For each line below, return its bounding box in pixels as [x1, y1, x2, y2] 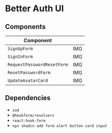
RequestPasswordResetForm [7, 62, 68, 67]
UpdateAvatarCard [7, 78, 48, 83]
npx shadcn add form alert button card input [12, 123, 107, 128]
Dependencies [5, 94, 51, 102]
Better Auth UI [5, 3, 64, 14]
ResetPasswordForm [7, 70, 51, 75]
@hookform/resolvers [12, 113, 55, 118]
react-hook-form [12, 118, 46, 123]
